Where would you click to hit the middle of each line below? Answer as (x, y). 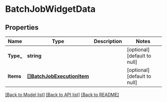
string (34, 56)
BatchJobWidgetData (50, 9)
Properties (22, 27)
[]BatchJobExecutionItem (58, 76)
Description (108, 41)
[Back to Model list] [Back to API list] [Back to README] (62, 95)
